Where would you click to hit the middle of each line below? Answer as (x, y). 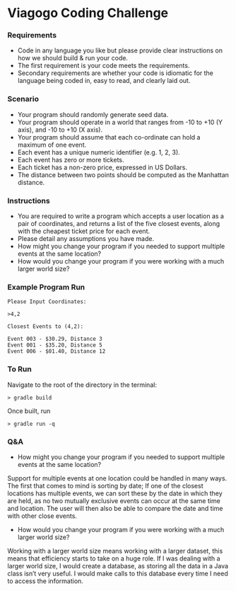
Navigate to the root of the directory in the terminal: (82, 385)
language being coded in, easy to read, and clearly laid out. (104, 81)
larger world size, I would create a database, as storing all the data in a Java (118, 565)
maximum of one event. (52, 145)
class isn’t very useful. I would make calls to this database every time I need (118, 573)
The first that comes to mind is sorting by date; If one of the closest (105, 485)
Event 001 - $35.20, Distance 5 (55, 345)
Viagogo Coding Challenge (88, 13)
